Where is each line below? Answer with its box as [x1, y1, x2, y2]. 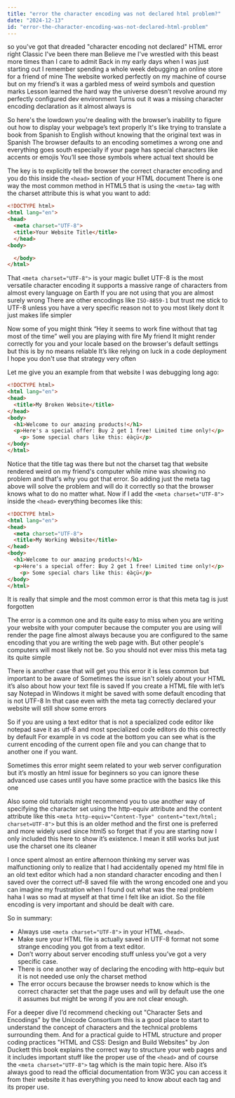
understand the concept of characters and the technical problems [7, 1023, 198, 1032]
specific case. [17, 958, 58, 966]
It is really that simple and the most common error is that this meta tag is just [7, 595, 229, 604]
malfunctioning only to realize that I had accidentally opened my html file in [7, 863, 224, 871]
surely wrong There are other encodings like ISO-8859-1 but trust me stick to [7, 296, 228, 305]
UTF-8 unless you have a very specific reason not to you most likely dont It [7, 303, 224, 312]
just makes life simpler [7, 311, 72, 319]
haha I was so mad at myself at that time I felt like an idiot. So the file [7, 893, 206, 901]
